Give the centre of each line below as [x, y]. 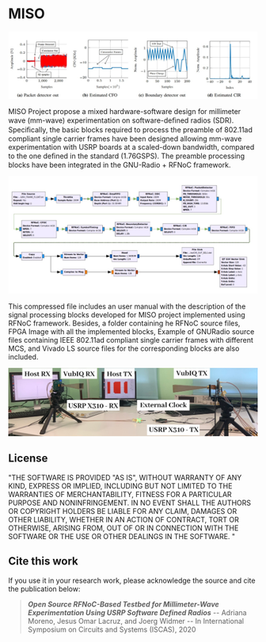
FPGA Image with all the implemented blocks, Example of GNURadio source [131, 331]
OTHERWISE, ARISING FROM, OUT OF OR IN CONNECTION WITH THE [123, 528]
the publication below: [44, 589]
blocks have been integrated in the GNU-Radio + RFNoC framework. [120, 165]
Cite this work [43, 562]
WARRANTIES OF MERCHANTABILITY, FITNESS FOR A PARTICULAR [120, 494]
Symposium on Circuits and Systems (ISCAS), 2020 [112, 629]
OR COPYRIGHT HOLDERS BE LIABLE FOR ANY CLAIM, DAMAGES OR [123, 511]
